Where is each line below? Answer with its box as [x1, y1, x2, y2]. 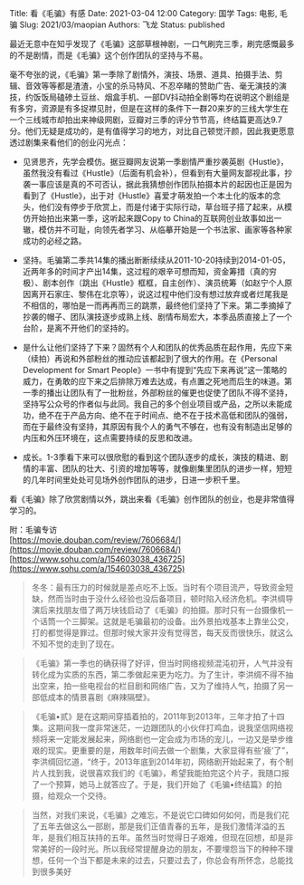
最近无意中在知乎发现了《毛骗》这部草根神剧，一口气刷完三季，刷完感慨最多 [9, 39, 295, 49]
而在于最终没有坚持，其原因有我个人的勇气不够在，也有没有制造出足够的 [22, 421, 292, 432]
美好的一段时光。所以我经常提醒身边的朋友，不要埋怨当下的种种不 [39, 843, 286, 854]
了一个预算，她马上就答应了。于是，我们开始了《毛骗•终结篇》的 [31, 779, 274, 790]
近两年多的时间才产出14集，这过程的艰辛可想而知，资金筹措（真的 [22, 266, 270, 276]
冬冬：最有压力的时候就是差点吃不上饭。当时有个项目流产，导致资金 [31, 582, 286, 592]
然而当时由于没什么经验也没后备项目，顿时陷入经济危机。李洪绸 [47, 593, 286, 604]
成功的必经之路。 [22, 236, 87, 246]
